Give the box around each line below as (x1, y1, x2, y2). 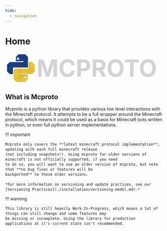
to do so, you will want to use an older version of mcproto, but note (5, 162, 158, 167)
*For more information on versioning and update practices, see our (5, 182, 151, 187)
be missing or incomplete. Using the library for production (5, 216, 136, 221)
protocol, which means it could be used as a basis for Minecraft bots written (5, 117, 162, 123)
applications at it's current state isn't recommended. (5, 221, 124, 226)
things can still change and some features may (5, 211, 107, 216)
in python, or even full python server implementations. (5, 122, 117, 128)
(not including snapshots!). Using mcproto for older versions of (5, 152, 147, 157)
